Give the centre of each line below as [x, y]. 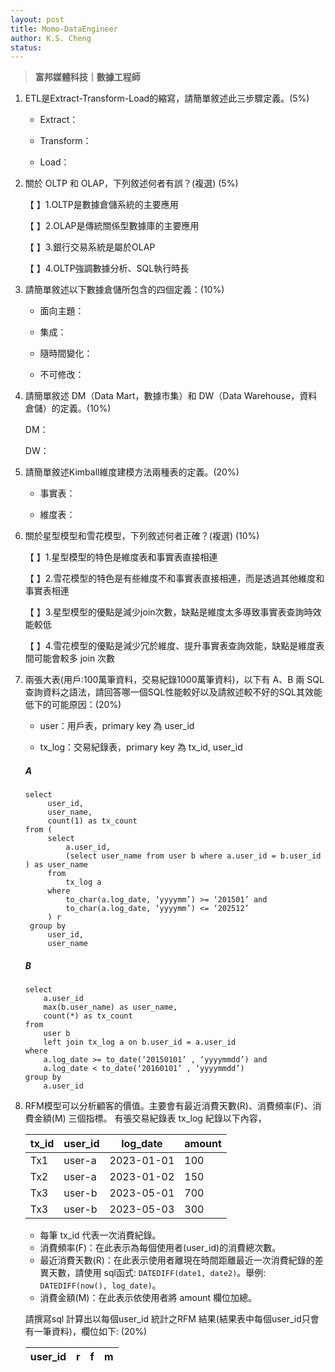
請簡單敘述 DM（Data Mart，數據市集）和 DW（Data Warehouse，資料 [171, 396]
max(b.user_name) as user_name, [110, 1007]
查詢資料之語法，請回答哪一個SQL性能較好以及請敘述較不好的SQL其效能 [173, 692]
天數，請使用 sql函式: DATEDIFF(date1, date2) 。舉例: [157, 1273]
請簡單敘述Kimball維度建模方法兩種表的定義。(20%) [132, 472]
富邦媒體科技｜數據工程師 [87, 77]
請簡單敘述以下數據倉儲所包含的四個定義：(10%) [124, 290]
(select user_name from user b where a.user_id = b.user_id [193, 856]
